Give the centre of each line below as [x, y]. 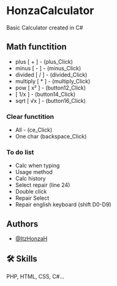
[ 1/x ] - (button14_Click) [45, 94]
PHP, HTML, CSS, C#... [36, 276]
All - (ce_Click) [34, 130]
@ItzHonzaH [31, 239]
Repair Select [32, 198]
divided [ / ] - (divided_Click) [51, 75]
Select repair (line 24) [43, 185]
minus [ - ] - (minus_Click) [48, 68]
